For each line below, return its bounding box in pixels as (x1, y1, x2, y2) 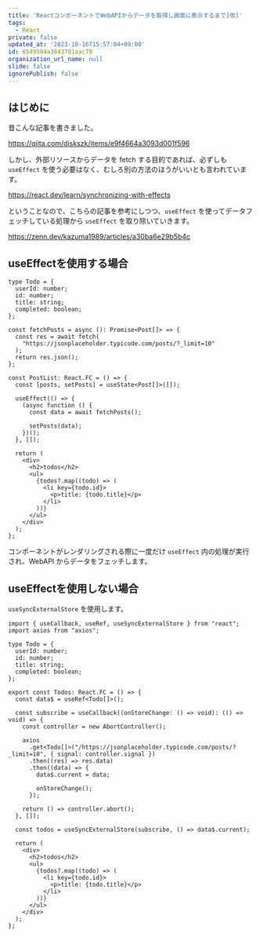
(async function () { (22, 402, 92, 410)
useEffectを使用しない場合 (8, 582, 139, 595)
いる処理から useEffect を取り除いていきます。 (42, 217, 194, 226)
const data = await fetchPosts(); (28, 409, 143, 417)
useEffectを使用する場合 (8, 257, 129, 270)
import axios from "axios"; (8, 627, 100, 635)
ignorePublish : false (8, 70, 79, 78)
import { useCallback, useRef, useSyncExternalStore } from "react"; (8, 620, 240, 628)
